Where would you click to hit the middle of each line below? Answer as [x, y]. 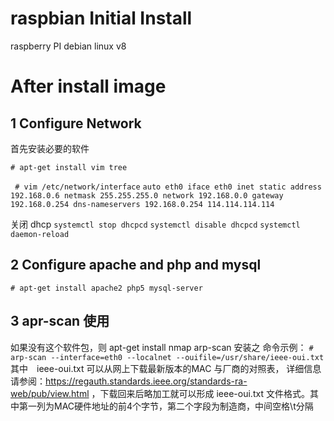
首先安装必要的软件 [50, 148]
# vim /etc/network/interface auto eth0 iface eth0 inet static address [168, 187]
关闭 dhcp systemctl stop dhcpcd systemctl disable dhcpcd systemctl [155, 224]
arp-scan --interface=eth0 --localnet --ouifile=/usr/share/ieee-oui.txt [167, 357]
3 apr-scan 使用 [60, 321]
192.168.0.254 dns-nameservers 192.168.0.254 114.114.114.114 [142, 204]
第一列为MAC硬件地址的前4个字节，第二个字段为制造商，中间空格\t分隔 [166, 406]
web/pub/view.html [50, 393]
